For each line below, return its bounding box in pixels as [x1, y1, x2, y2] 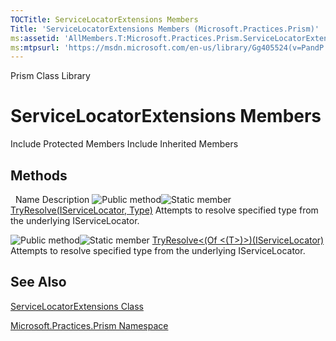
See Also [10, 274, 67, 291]
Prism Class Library [10, 70, 91, 82]
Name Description [14, 194, 90, 205]
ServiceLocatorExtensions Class [10, 300, 144, 312]
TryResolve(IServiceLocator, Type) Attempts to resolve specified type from [10, 204, 319, 216]
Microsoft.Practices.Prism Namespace [10, 319, 169, 331]
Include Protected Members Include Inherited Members [10, 138, 239, 150]
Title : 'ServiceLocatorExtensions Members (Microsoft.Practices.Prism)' [10, 24, 320, 34]
